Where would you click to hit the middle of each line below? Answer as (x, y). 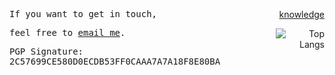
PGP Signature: (46, 51)
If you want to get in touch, (83, 14)
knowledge (301, 14)
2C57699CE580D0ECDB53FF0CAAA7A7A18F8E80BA (115, 61)
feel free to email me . (67, 32)
